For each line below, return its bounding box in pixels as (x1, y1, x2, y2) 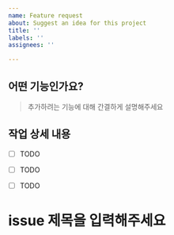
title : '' (8, 26, 41, 34)
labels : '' (8, 33, 44, 42)
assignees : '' (8, 41, 55, 49)
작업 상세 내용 (8, 128, 71, 141)
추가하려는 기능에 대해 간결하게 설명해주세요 (27, 102, 164, 111)
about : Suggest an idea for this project (8, 19, 147, 27)
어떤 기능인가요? (8, 79, 84, 93)
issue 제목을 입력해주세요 (8, 212, 166, 230)
